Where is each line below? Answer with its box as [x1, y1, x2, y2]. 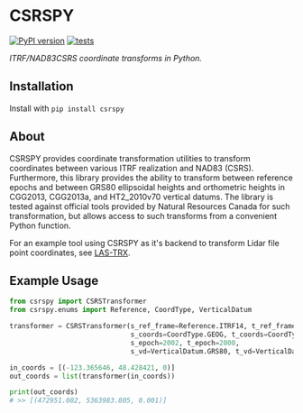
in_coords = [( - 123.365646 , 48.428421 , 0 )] [9, 363, 176, 372]
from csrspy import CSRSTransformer [9, 297, 147, 307]
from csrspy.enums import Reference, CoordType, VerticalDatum [9, 306, 252, 315]
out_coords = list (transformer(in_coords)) [9, 372, 176, 381]
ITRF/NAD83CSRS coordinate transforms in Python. [9, 52, 203, 63]
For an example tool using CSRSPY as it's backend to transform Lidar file [9, 237, 280, 248]
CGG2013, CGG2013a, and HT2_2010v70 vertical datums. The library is [9, 191, 273, 202]
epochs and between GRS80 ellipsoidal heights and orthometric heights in [9, 181, 286, 192]
